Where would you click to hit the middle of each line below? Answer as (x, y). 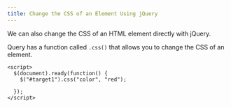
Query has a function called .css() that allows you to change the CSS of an (116, 47)
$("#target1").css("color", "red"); (73, 79)
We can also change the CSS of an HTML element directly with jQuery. (109, 33)
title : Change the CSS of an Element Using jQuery (83, 14)
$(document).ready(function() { (61, 73)
